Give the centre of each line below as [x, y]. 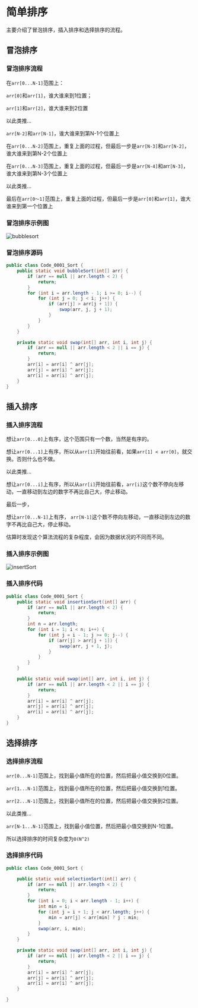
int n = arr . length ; [53, 624]
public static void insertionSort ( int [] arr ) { [76, 602]
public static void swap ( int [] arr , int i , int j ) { [83, 679]
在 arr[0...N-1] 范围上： [35, 83]
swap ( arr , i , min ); [62, 928]
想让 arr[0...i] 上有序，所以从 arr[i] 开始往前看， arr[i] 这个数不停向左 [92, 484]
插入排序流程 [25, 425]
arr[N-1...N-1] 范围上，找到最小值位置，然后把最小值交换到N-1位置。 [91, 826]
